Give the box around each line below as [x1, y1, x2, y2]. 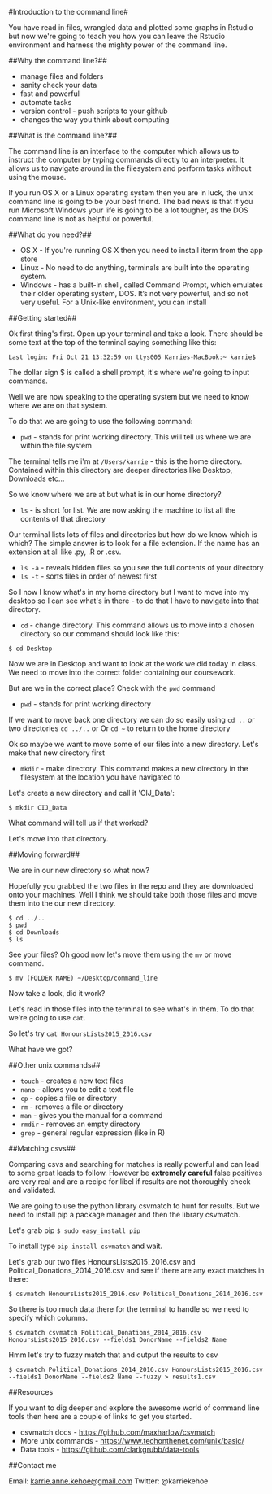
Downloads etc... [8, 474, 65, 483]
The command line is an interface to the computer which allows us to [8, 146, 240, 155]
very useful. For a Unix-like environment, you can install [19, 297, 207, 307]
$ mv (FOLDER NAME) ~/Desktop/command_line [8, 974, 158, 982]
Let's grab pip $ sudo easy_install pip [8, 1225, 140, 1235]
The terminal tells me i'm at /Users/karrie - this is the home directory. [8, 456, 243, 466]
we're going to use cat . [8, 1013, 86, 1022]
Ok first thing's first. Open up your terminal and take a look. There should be [8, 329, 264, 339]
